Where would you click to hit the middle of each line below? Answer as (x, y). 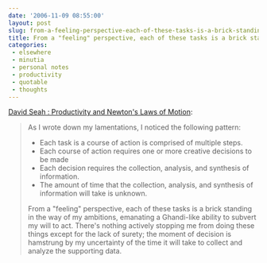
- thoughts (29, 89)
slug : (17, 30)
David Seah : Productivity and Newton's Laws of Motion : (101, 112)
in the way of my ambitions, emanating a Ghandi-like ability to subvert (142, 217)
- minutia (28, 60)
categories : (28, 45)
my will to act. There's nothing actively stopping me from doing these (141, 226)
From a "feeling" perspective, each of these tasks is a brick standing (140, 209)
